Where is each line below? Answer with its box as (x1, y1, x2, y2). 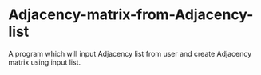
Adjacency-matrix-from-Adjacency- (8, 6, 254, 24)
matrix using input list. (8, 57, 81, 67)
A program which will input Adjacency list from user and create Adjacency (8, 49, 252, 58)
